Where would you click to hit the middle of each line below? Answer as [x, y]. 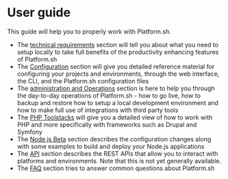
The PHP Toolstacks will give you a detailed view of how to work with [115, 117]
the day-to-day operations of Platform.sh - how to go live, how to [109, 95]
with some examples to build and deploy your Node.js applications [111, 146]
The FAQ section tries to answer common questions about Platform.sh [116, 168]
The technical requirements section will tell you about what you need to [118, 44]
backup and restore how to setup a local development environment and [118, 102]
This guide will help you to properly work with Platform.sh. [89, 31]
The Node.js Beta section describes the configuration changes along [114, 139]
